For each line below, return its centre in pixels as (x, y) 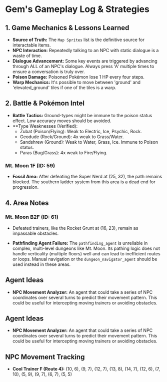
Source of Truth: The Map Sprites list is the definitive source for (78, 40)
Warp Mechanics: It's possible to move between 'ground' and (76, 82)
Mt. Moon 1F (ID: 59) (30, 165)
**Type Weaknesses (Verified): (45, 126)
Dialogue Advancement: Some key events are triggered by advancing (85, 61)
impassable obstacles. (35, 233)
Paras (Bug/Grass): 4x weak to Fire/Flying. (63, 152)
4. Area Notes (27, 203)
